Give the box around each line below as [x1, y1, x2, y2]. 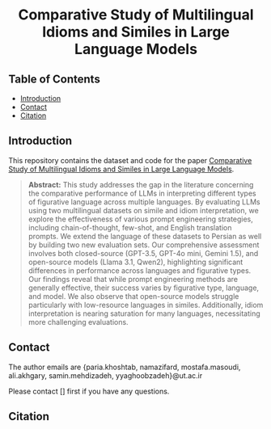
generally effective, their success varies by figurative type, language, [28, 283, 260, 292]
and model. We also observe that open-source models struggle [28, 291, 239, 301]
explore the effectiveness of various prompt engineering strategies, [28, 214, 253, 224]
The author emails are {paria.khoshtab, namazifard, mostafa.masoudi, [8, 362, 241, 372]
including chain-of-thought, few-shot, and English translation [28, 222, 232, 232]
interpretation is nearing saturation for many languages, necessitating [28, 309, 260, 318]
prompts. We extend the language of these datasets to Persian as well [28, 231, 262, 241]
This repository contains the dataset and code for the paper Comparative [8, 155, 252, 165]
